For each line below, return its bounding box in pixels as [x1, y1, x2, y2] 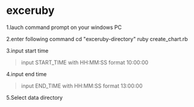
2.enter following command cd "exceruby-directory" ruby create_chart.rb [6, 35, 188, 42]
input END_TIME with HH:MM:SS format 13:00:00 [20, 82, 143, 89]
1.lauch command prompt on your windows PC [6, 24, 122, 31]
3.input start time [6, 47, 49, 54]
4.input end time [6, 70, 47, 77]
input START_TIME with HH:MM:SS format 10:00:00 [20, 59, 149, 66]
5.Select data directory [6, 94, 63, 101]
